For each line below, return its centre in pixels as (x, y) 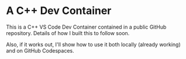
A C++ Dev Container (59, 11)
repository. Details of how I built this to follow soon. (68, 33)
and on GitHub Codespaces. (40, 50)
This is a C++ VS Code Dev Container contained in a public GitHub (86, 27)
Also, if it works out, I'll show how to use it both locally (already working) (94, 44)
